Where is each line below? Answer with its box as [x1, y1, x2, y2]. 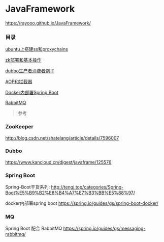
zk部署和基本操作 [5, 57, 42, 63]
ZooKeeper [5, 123, 34, 130]
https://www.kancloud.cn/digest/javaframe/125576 [5, 159, 112, 165]
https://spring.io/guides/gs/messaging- [63, 225, 146, 232]
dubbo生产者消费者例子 [5, 68, 55, 74]
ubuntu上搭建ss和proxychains [5, 46, 69, 52]
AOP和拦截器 [5, 78, 32, 85]
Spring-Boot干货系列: [5, 184, 50, 190]
